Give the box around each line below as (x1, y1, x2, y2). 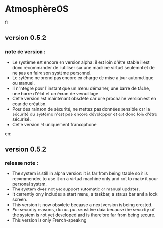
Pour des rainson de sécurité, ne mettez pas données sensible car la (12, 106, 150, 112)
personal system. (12, 181, 47, 187)
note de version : (5, 48, 46, 55)
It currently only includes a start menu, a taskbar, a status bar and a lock (12, 191, 158, 197)
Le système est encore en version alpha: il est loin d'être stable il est (12, 59, 150, 65)
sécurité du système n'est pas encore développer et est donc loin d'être (12, 111, 157, 117)
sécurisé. (12, 116, 31, 122)
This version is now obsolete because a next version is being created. (12, 202, 153, 208)
